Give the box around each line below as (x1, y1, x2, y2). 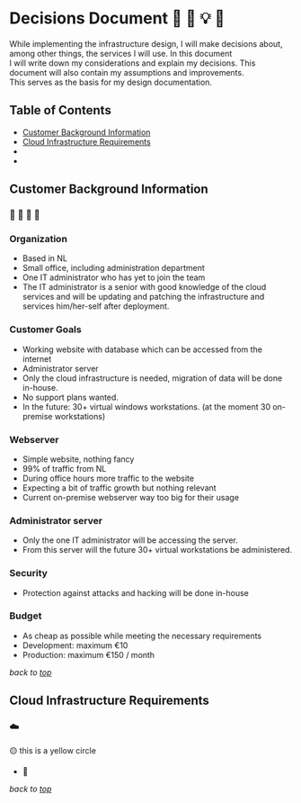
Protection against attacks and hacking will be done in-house (22, 587, 250, 598)
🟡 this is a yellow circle (9, 744, 97, 755)
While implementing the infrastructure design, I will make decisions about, (9, 38, 283, 49)
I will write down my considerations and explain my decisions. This (9, 58, 256, 68)
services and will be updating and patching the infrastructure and (22, 292, 265, 302)
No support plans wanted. (22, 392, 120, 402)
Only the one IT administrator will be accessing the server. (22, 535, 238, 546)
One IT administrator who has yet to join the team (22, 272, 206, 283)
